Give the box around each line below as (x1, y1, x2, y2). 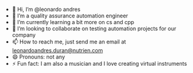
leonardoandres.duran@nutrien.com (12, 47, 103, 54)
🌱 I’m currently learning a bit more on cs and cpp (12, 19, 135, 25)
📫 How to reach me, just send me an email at (12, 38, 126, 45)
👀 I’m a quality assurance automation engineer (12, 12, 129, 19)
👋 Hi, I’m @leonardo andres (12, 6, 81, 13)
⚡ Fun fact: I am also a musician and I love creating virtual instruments (12, 60, 187, 67)
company (12, 31, 36, 39)
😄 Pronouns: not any (12, 53, 66, 60)
